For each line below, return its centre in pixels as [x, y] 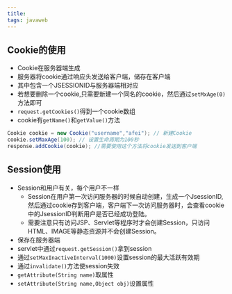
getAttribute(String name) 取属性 [65, 275]
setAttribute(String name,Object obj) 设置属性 [85, 283]
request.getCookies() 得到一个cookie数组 [76, 111]
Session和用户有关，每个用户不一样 [68, 188]
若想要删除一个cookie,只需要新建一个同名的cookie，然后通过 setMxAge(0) [121, 94]
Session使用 [34, 170]
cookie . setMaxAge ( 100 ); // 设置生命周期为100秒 [73, 140]
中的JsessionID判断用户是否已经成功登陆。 [89, 213]
